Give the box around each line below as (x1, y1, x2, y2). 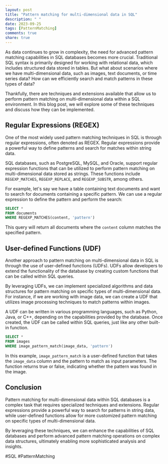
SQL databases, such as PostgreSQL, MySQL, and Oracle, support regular (5, 160, 158, 166)
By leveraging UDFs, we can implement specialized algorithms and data (5, 283, 153, 289)
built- (149, 319, 160, 325)
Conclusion (5, 383, 42, 392)
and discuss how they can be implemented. (5, 106, 95, 113)
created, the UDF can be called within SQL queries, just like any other (5, 319, 148, 325)
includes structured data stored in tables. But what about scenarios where (5, 65, 157, 71)
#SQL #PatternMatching (5, 453, 55, 459)
